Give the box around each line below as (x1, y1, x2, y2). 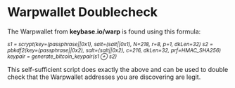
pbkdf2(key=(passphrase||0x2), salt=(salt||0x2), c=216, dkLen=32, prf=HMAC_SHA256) (7, 47, 222, 54)
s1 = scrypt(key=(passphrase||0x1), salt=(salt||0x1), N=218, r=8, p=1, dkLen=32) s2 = (7, 41, 213, 47)
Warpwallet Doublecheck (7, 4, 158, 20)
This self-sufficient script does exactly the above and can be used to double (7, 65, 229, 73)
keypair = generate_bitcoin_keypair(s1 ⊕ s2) (7, 53, 118, 60)
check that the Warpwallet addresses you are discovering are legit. (7, 73, 201, 81)
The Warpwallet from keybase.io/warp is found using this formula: (7, 27, 201, 36)
